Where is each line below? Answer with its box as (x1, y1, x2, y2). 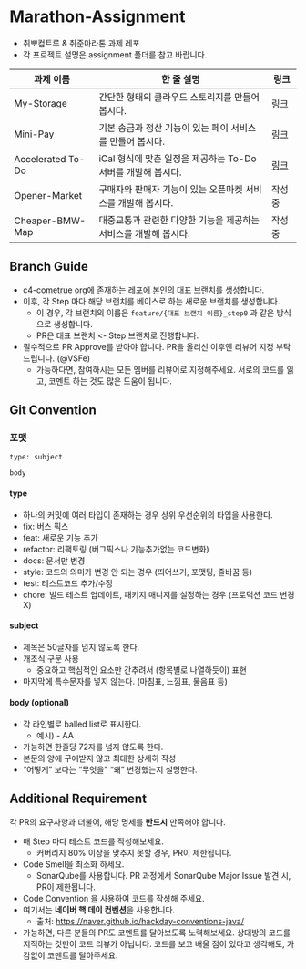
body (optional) (9, 697, 70, 708)
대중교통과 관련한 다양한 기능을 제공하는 (98, 213, 260, 226)
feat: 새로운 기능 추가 (22, 531, 98, 543)
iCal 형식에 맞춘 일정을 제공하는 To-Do (98, 152, 257, 165)
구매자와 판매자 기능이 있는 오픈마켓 (98, 182, 243, 195)
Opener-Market (14, 189, 83, 201)
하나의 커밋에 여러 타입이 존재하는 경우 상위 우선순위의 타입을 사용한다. (22, 509, 273, 521)
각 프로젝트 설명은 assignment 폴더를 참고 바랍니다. (22, 48, 208, 60)
